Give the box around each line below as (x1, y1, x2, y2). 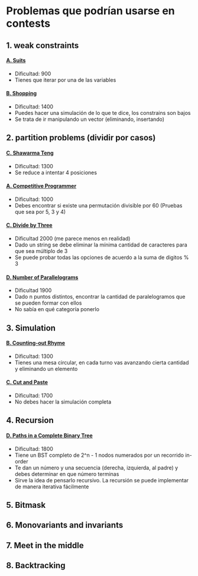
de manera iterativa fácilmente (14, 483, 89, 490)
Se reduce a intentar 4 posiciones (14, 169, 98, 176)
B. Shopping (6, 90, 37, 97)
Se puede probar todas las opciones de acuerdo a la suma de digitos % (14, 254, 189, 261)
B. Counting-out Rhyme (6, 340, 66, 347)
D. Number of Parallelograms (6, 274, 79, 281)
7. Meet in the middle (6, 540, 84, 551)
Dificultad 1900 (14, 287, 52, 294)
